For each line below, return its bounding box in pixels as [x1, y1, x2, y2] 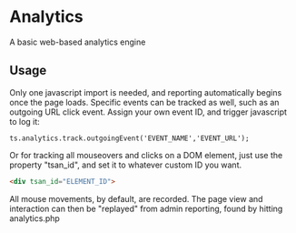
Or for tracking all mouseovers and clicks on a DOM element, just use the [9, 149, 283, 160]
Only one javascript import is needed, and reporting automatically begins [9, 86, 282, 97]
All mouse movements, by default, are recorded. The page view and [9, 193, 263, 204]
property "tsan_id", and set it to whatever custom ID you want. [9, 159, 242, 170]
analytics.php [9, 212, 61, 224]
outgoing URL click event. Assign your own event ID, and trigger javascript [9, 106, 288, 117]
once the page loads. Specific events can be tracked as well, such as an [9, 96, 280, 107]
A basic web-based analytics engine [9, 36, 146, 47]
